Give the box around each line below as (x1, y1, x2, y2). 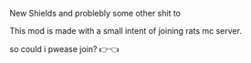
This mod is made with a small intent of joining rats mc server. (9, 26, 242, 36)
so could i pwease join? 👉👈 (9, 44, 120, 54)
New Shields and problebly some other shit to (9, 8, 181, 18)
